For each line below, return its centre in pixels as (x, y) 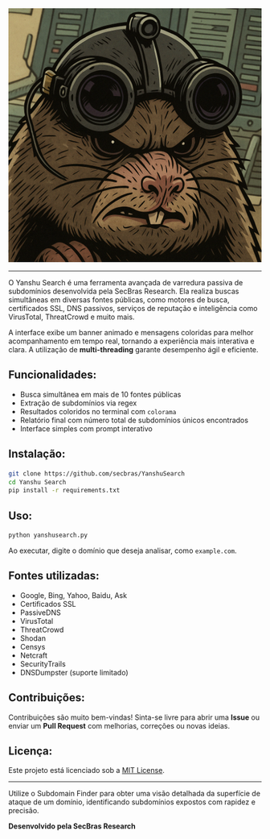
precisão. (24, 811)
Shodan (33, 638)
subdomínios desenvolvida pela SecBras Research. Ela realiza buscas (124, 291)
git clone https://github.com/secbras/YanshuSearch (96, 473)
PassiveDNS (41, 613)
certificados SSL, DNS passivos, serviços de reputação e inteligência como (133, 308)
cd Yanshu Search (37, 482)
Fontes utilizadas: (54, 576)
